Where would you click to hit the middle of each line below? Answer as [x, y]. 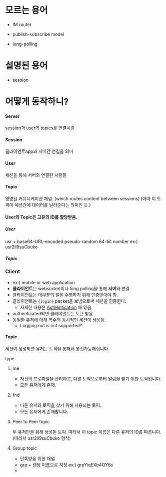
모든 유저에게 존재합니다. [44, 411]
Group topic [25, 448]
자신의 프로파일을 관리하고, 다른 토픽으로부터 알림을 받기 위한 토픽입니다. [90, 378]
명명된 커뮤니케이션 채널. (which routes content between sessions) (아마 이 [80, 198]
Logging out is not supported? [51, 325]
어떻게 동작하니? [37, 102]
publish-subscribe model [38, 34]
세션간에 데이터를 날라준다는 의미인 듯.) [52, 205]
